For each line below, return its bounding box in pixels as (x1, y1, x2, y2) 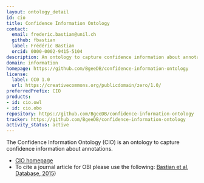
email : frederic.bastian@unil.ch (12, 32, 97, 38)
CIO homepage (15, 157, 53, 164)
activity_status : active (6, 122, 69, 128)
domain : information (6, 60, 59, 66)
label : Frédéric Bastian (12, 43, 75, 49)
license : (6, 71, 29, 77)
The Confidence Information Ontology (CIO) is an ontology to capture (6, 139, 180, 146)
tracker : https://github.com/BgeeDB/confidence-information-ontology (6, 116, 186, 122)
